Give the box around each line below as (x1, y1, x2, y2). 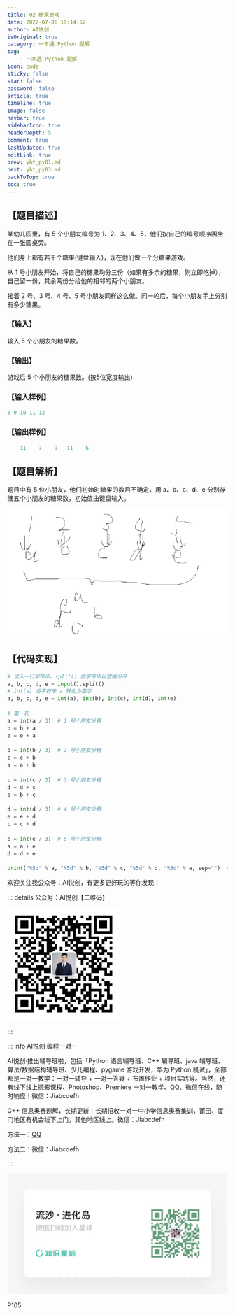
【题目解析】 (7, 465, 63, 477)
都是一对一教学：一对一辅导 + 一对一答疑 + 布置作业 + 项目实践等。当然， (7, 1074, 220, 1083)
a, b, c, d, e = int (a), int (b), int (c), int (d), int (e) (7, 695, 177, 702)
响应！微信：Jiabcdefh (13, 1092, 80, 1100)
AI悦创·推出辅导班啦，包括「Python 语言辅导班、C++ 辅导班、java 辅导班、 (7, 1057, 225, 1065)
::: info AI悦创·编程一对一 (7, 1042, 78, 1051)
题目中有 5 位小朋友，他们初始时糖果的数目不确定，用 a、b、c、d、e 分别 (7, 485, 220, 494)
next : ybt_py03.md (7, 166, 61, 173)
